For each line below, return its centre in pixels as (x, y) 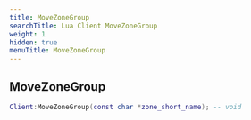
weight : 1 (28, 34)
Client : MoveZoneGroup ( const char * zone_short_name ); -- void (125, 107)
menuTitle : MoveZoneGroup (57, 51)
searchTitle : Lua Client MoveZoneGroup (84, 26)
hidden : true (33, 42)
